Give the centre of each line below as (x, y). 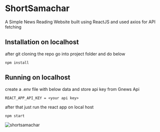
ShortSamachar (37, 8)
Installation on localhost (42, 42)
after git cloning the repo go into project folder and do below (65, 54)
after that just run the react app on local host (49, 107)
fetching (13, 27)
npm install (17, 63)
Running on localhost (38, 78)
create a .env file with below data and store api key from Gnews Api (72, 89)
